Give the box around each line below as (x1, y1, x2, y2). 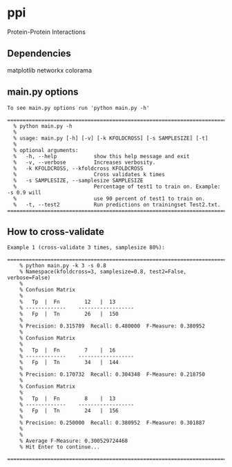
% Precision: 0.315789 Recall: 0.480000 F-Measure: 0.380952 (19, 323, 206, 330)
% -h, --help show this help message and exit (13, 153, 190, 160)
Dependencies (7, 48, 71, 59)
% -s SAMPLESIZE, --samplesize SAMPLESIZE (13, 177, 144, 184)
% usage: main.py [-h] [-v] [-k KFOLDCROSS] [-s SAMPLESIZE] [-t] (13, 135, 209, 142)
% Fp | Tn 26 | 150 (19, 311, 119, 318)
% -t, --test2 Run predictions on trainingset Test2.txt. (13, 201, 221, 208)
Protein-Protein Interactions (7, 28, 86, 36)
